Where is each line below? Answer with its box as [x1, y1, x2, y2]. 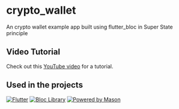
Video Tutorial [6, 47, 61, 57]
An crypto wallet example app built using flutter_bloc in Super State [6, 23, 173, 30]
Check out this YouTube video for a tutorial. [6, 63, 114, 70]
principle [6, 29, 28, 36]
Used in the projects [6, 80, 83, 90]
